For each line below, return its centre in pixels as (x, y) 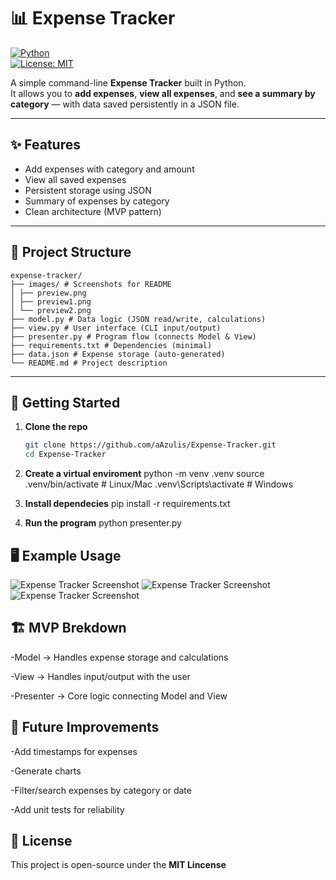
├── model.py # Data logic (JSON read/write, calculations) (138, 319)
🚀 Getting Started (65, 402)
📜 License (41, 840)
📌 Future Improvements (85, 727)
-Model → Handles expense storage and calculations (119, 657)
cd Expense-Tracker (65, 455)
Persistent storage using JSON (88, 190)
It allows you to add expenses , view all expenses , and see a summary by (163, 93)
